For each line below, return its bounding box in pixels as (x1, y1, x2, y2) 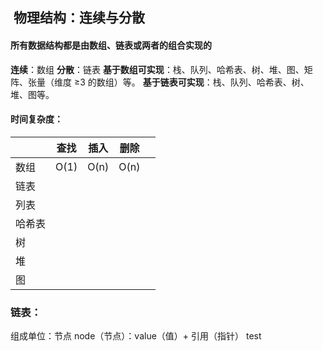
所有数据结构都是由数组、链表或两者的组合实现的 (10, 39, 212, 51)
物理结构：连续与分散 (13, 9, 145, 27)
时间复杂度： (10, 113, 63, 125)
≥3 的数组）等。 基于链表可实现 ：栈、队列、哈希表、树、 (73, 76, 310, 88)
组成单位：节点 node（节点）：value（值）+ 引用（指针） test (10, 330, 262, 342)
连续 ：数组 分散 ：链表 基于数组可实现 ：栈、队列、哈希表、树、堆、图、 (10, 63, 305, 75)
